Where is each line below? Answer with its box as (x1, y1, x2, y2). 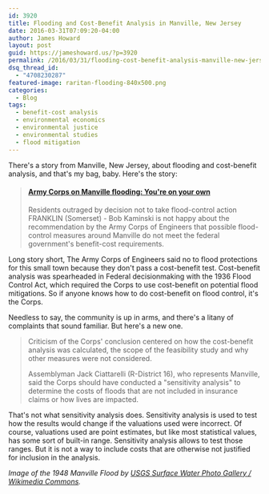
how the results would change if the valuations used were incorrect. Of (8, 418, 243, 428)
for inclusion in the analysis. (8, 452, 101, 462)
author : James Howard (8, 34, 81, 42)
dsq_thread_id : (8, 64, 59, 72)
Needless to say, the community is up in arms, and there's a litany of (8, 312, 235, 322)
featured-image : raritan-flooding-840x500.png (8, 78, 167, 86)
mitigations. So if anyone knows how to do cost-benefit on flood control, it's (8, 288, 259, 298)
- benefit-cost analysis (15, 109, 98, 117)
